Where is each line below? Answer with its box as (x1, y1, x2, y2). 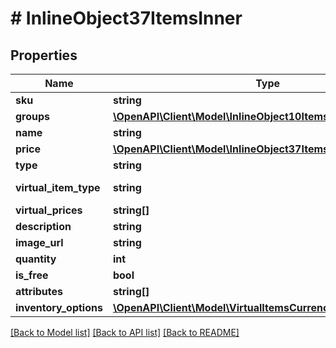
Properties (10, 47, 78, 64)
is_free (15, 268, 49, 282)
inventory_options (15, 301, 103, 314)
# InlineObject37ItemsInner (10, 7, 243, 30)
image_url (15, 236, 64, 249)
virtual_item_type (15, 181, 101, 194)
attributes (15, 285, 63, 298)
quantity (15, 252, 57, 266)
